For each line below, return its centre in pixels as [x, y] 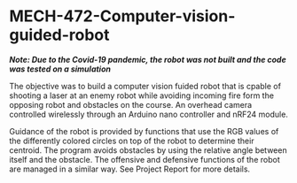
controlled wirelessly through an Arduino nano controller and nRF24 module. [148, 114]
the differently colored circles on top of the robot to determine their [132, 141]
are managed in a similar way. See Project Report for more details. [130, 169]
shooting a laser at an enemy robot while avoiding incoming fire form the [142, 95]
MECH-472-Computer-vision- [122, 16]
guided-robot [59, 35]
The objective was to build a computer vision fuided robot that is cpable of [145, 86]
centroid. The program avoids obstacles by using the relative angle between [148, 150]
